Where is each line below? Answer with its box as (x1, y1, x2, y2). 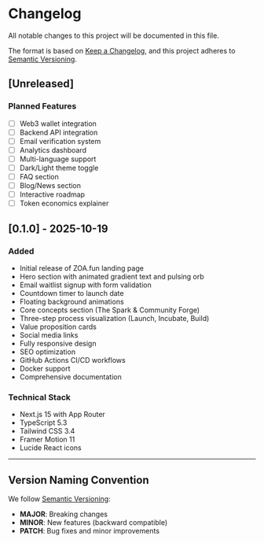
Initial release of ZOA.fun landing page (19, 263, 144, 272)
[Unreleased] (8, 77, 75, 90)
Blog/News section (19, 181, 81, 190)
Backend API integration (19, 127, 98, 137)
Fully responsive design (19, 338, 97, 348)
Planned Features (8, 101, 77, 112)
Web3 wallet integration (19, 119, 97, 128)
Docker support (19, 364, 71, 373)
